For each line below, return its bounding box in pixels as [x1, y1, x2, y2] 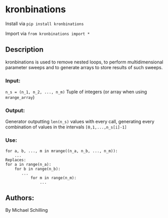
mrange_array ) [5, 94, 35, 100]
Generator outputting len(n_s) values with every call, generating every [5, 119, 155, 125]
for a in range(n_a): [5, 162, 52, 167]
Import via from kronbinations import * [5, 30, 90, 36]
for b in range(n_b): [14, 166, 60, 171]
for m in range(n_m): [30, 175, 77, 180]
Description [5, 45, 44, 54]
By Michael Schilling [5, 207, 48, 213]
